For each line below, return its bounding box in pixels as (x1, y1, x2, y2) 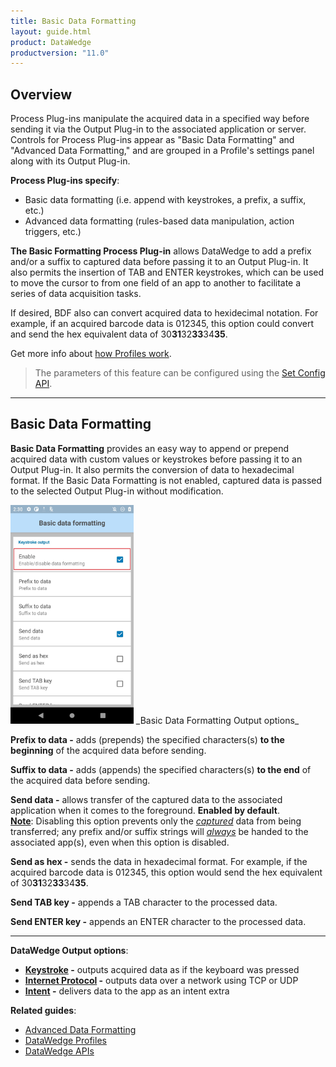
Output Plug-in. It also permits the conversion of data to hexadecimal (10, 463, 295, 475)
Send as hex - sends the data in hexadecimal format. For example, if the (10, 855, 308, 867)
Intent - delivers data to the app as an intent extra (24, 985, 230, 997)
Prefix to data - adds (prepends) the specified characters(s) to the (10, 733, 285, 745)
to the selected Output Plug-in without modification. (10, 485, 224, 497)
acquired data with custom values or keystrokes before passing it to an (10, 453, 303, 465)
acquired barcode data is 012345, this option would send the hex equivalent (10, 866, 323, 878)
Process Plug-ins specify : (10, 175, 120, 187)
